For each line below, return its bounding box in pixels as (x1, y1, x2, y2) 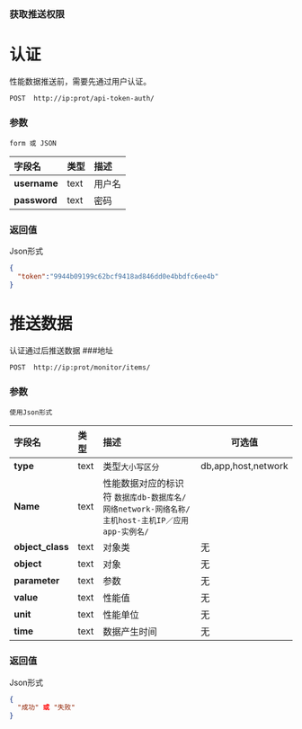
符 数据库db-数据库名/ (102, 491, 187, 503)
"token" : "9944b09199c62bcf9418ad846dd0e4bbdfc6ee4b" (17, 272, 219, 281)
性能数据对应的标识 (102, 477, 184, 490)
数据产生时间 (102, 626, 157, 638)
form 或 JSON (9, 139, 57, 148)
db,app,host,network (200, 460, 289, 473)
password (13, 194, 58, 207)
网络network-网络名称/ (102, 504, 191, 514)
